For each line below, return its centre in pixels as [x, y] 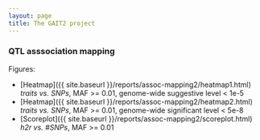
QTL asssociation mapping [62, 51]
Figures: [22, 68]
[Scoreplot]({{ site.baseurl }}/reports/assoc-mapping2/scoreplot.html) [136, 118]
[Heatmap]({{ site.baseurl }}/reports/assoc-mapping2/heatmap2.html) [136, 101]
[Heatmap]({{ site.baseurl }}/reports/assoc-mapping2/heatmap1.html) [135, 84]
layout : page [30, 16]
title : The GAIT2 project [52, 23]
